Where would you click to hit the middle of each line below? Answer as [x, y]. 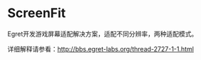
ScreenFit [37, 13]
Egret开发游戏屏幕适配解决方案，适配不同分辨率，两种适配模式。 [103, 34]
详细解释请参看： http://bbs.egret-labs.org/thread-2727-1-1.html [101, 49]
